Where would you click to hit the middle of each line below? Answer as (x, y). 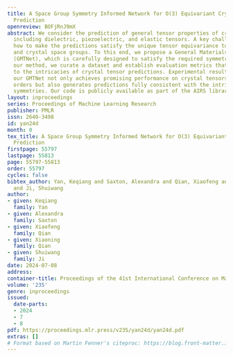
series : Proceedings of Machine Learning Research (82, 104)
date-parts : (31, 304)
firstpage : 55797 (32, 149)
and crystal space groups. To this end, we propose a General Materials (121, 53)
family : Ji (29, 259)
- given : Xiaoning (34, 240)
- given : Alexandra (35, 214)
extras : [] (23, 337)
